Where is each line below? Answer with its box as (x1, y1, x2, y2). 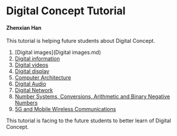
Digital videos (14, 61, 49, 69)
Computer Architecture (14, 74, 71, 81)
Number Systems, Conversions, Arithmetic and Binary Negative (14, 93, 170, 100)
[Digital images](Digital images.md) (14, 49, 102, 56)
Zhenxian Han (6, 24, 42, 31)
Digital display (14, 68, 49, 75)
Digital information (14, 55, 61, 62)
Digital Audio (14, 80, 46, 87)
